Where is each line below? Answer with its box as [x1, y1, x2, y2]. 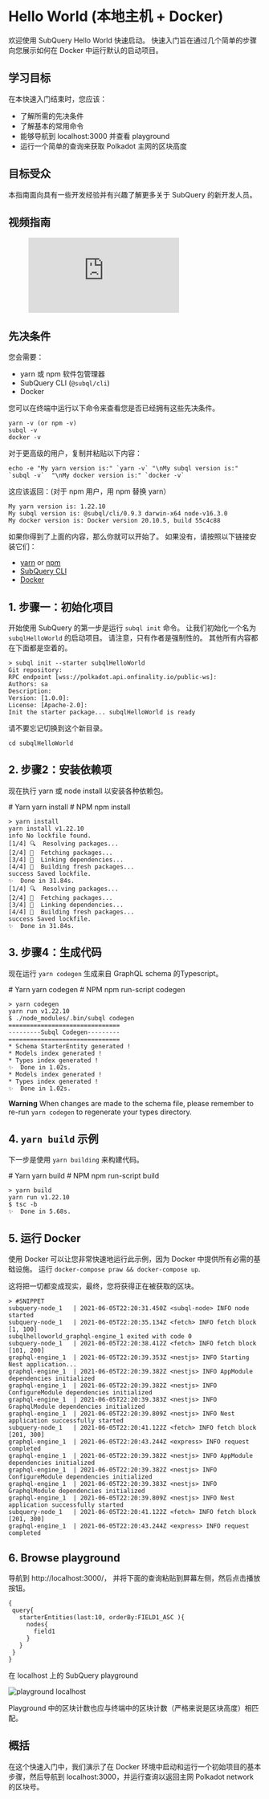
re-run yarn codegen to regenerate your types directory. [8, 1107, 193, 1117]
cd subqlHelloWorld [8, 739, 74, 747]
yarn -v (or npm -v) [8, 419, 78, 428]
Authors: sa [8, 680, 48, 688]
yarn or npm [19, 558, 61, 568]
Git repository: [8, 666, 63, 674]
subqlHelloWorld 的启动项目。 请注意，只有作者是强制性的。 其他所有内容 [8, 633, 251, 642]
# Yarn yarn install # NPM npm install [8, 802, 131, 812]
